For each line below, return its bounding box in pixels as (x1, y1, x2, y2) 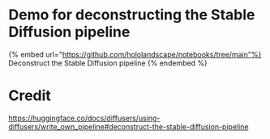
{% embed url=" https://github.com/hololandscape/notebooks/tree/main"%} (8, 49, 262, 59)
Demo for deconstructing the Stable (8, 6, 255, 24)
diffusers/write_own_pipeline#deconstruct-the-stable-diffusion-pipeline (8, 121, 249, 131)
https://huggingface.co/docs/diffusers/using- (8, 113, 161, 123)
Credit (8, 86, 51, 105)
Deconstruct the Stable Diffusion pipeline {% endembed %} (8, 58, 208, 68)
